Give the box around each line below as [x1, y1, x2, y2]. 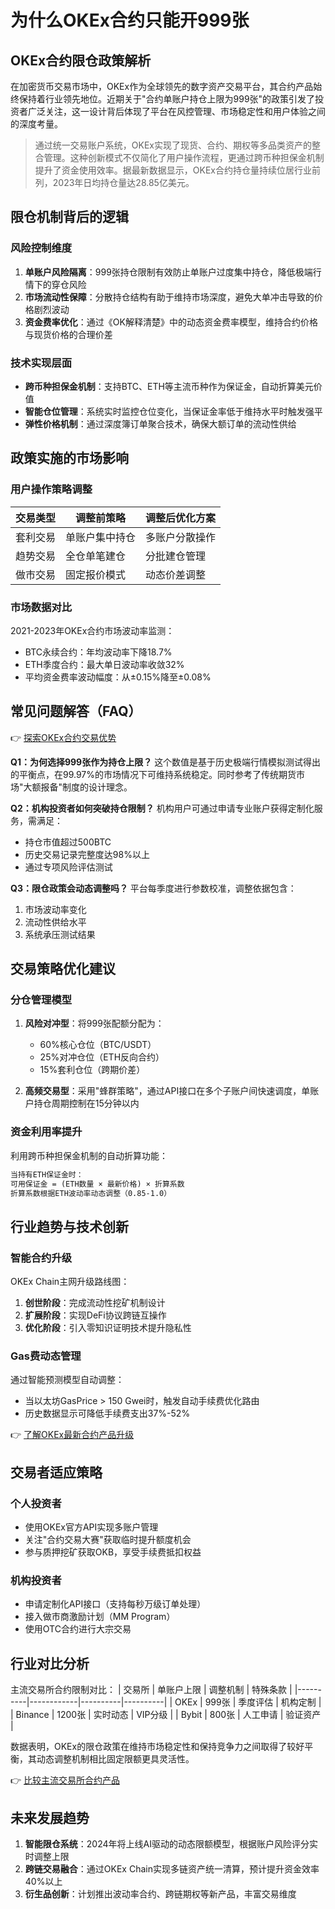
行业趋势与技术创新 [10, 1218, 129, 1235]
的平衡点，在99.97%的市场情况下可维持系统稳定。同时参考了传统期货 [10, 768, 297, 780]
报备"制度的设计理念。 [40, 781, 133, 793]
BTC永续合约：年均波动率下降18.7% [24, 646, 173, 658]
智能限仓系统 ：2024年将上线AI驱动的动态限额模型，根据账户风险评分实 [24, 1837, 318, 1850]
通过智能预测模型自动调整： [10, 1374, 125, 1386]
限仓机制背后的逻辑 [10, 209, 129, 226]
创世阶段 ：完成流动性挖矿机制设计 [24, 1297, 166, 1309]
